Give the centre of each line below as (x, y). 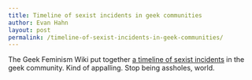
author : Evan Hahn (38, 23)
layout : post (30, 30)
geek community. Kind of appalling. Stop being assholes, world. (111, 68)
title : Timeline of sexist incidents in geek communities (105, 15)
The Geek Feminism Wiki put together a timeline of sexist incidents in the (126, 60)
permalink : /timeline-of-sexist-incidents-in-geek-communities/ (116, 37)
